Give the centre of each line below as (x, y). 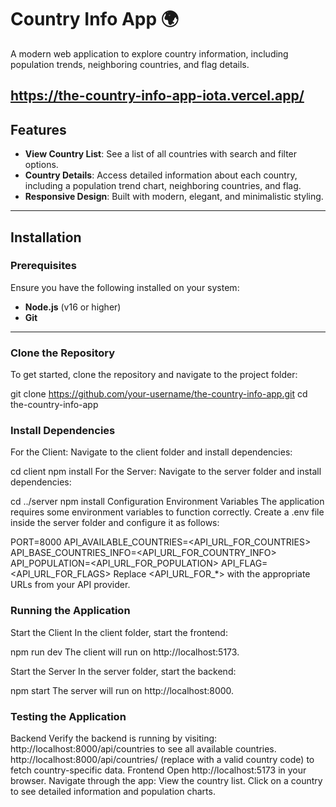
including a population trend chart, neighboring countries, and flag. (163, 186)
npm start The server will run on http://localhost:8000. (122, 690)
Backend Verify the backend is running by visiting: (114, 738)
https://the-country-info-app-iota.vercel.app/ (157, 96)
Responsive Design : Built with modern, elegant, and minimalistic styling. (174, 197)
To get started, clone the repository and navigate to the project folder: (154, 375)
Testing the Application (68, 716)
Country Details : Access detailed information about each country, (161, 175)
